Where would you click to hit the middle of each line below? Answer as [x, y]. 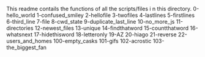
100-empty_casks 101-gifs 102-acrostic [102, 41]
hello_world [21, 15]
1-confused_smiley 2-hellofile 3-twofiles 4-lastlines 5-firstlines [115, 15]
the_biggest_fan [27, 47]
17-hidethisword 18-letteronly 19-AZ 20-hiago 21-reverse [105, 35]
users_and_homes [29, 41]
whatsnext [20, 35]
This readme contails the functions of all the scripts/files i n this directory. [99, 9]
